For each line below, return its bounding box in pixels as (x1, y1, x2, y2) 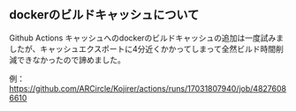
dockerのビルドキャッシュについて (9, 7, 200, 23)
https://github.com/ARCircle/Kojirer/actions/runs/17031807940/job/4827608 (9, 83, 287, 93)
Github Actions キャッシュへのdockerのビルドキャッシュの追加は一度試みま (9, 33, 285, 43)
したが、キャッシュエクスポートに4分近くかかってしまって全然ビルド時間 (9, 43, 277, 54)
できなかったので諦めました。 (16, 55, 125, 65)
